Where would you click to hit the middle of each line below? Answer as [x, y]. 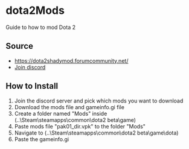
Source [20, 46]
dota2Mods [35, 11]
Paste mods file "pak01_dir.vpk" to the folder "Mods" [80, 126]
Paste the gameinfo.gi [42, 139]
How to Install [32, 86]
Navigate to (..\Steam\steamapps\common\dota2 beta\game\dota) [96, 133]
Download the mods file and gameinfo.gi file [69, 107]
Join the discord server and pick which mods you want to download [99, 101]
